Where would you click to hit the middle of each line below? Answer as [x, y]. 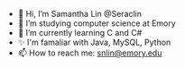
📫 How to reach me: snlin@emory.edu [90, 53]
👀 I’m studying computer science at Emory [97, 23]
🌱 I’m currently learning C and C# [80, 33]
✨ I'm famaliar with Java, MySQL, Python [94, 42]
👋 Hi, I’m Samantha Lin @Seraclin [80, 14]
